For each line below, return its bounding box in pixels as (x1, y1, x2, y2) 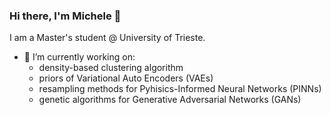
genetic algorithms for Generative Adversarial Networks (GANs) (38, 94, 302, 106)
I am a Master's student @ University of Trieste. (9, 32, 206, 44)
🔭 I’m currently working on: (23, 51, 136, 63)
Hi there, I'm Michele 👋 (9, 9, 122, 23)
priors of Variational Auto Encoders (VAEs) (38, 72, 214, 84)
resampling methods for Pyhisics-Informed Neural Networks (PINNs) (38, 83, 322, 95)
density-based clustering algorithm (38, 62, 184, 74)
